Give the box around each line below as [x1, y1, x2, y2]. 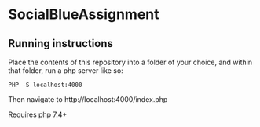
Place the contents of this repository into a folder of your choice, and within [8, 57, 253, 67]
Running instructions [8, 37, 114, 50]
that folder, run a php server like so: [8, 66, 123, 75]
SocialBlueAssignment [8, 5, 159, 24]
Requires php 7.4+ [8, 110, 68, 119]
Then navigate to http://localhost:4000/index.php [8, 95, 168, 103]
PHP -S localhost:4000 [8, 81, 82, 89]
